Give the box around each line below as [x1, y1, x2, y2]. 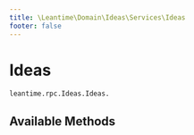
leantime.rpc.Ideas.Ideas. [9, 89, 110, 98]
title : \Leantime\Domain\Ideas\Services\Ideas [9, 13, 186, 22]
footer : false [9, 21, 63, 30]
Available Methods [9, 114, 116, 129]
